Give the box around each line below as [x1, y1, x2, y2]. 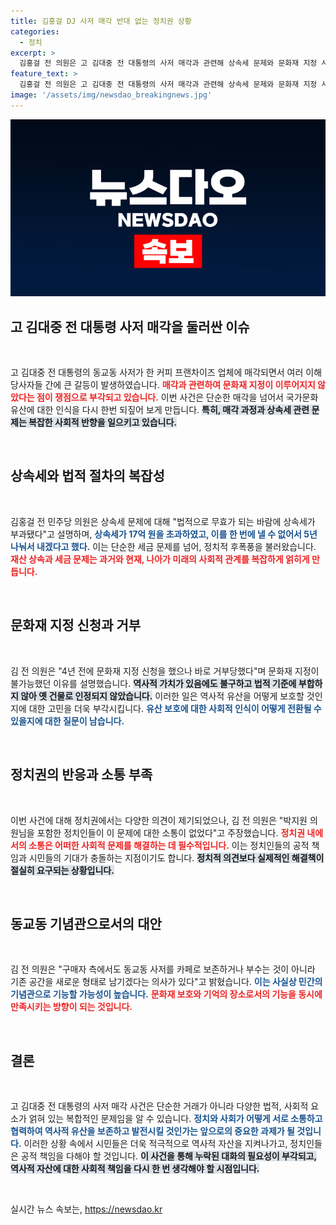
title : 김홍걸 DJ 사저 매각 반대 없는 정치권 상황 [10, 16, 192, 26]
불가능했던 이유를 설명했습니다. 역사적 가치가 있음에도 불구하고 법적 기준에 [10, 677, 297, 689]
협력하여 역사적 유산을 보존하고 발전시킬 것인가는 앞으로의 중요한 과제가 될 [10, 1125, 295, 1137]
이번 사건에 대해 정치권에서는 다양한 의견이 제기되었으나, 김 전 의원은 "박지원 [10, 814, 308, 826]
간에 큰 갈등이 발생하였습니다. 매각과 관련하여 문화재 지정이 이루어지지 [44, 379, 316, 391]
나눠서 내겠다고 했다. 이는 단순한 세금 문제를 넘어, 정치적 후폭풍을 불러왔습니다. [10, 540, 317, 552]
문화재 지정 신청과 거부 [10, 617, 142, 634]
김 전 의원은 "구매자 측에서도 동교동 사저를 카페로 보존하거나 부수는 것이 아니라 [10, 963, 316, 975]
